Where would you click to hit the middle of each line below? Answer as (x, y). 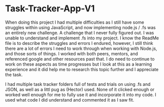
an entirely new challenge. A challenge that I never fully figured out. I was (80, 33)
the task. (14, 74)
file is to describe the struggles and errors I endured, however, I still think (79, 43)
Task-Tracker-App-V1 (50, 9)
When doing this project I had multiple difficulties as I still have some (75, 22)
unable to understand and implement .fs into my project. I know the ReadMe (82, 38)
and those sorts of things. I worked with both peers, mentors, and (72, 53)
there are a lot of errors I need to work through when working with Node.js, (81, 48)
